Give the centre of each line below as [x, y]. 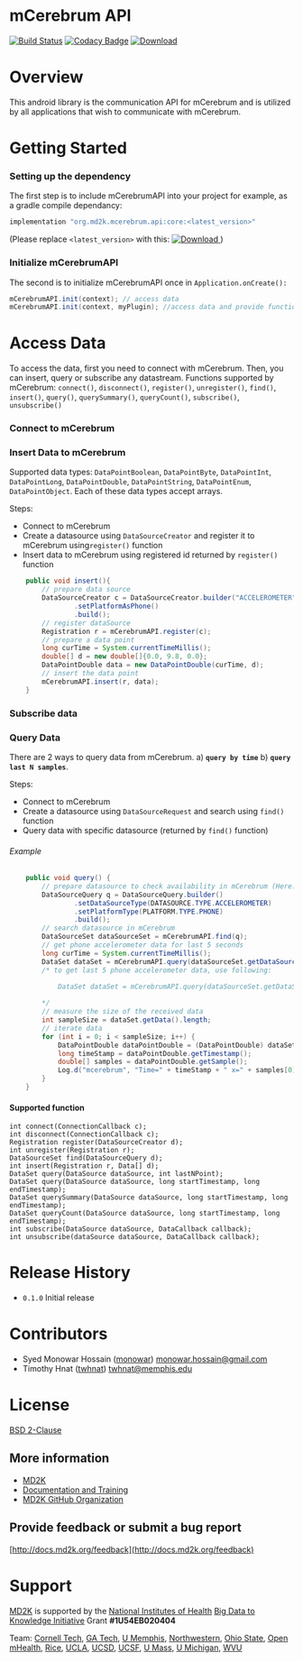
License [40, 1405]
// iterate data [72, 1028]
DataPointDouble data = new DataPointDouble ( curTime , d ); [153, 665]
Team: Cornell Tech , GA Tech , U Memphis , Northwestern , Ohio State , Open [149, 1638]
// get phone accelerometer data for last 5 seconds [143, 945]
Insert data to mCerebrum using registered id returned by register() [150, 555]
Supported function [47, 1107]
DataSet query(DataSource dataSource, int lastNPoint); [116, 1174]
